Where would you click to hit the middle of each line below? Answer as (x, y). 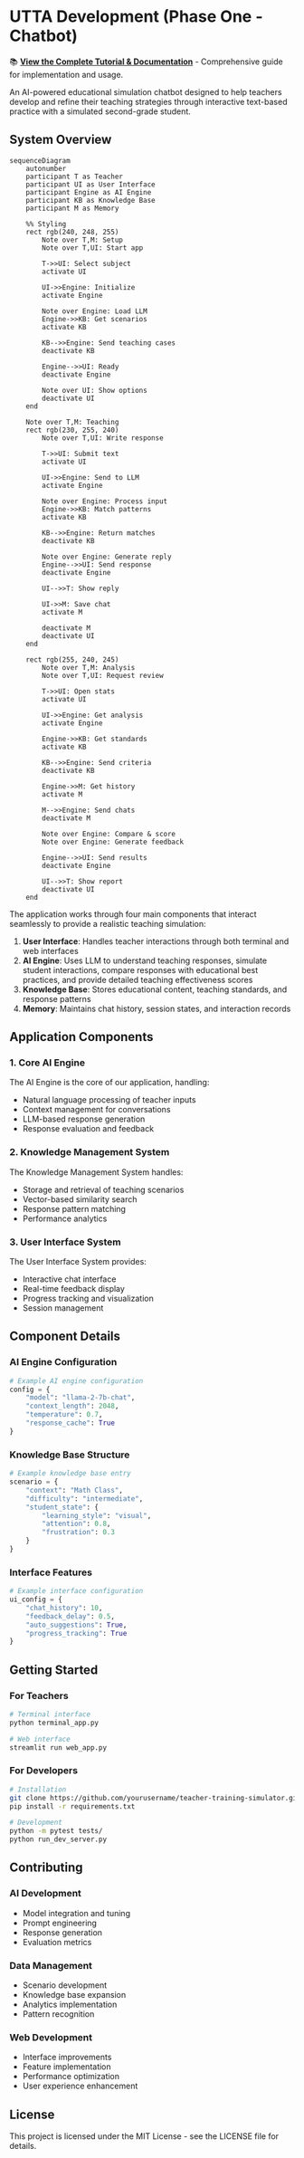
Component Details (65, 1337)
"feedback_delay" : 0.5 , (71, 1616)
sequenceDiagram (40, 160)
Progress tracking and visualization (88, 1299)
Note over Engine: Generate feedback (113, 842)
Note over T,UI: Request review (103, 675)
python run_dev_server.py (58, 1839)
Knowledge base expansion (74, 1995)
